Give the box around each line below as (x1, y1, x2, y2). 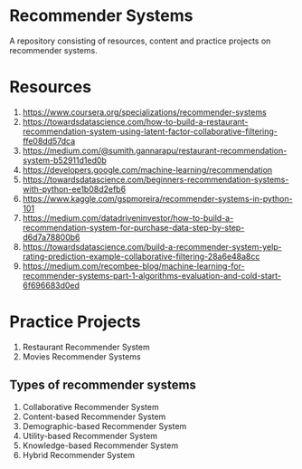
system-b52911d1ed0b (22, 155, 107, 166)
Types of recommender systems (9, 378, 197, 393)
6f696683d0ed (22, 280, 80, 291)
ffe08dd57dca (22, 135, 76, 146)
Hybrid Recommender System (22, 449, 136, 460)
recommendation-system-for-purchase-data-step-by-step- (22, 222, 245, 233)
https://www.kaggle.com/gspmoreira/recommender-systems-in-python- (22, 193, 293, 204)
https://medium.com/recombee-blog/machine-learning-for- (22, 260, 246, 272)
